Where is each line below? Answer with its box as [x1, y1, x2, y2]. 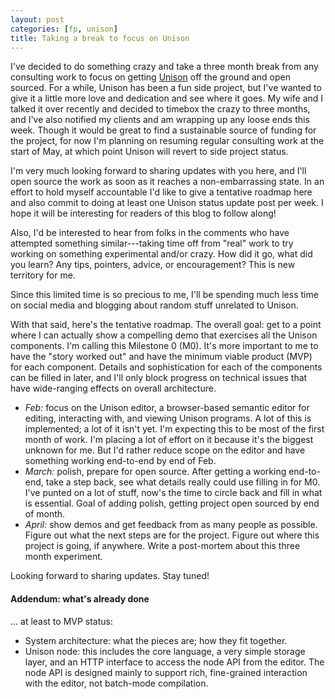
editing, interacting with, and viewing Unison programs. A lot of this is [24, 412, 312, 425]
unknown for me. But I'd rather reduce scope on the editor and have [24, 444, 306, 456]
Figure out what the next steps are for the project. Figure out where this [24, 529, 320, 541]
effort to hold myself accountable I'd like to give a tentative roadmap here [10, 186, 313, 198]
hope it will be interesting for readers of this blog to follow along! [10, 207, 277, 220]
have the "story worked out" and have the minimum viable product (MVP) [10, 351, 313, 363]
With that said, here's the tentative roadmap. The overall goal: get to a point [10, 319, 322, 331]
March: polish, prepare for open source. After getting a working [24, 466, 287, 478]
